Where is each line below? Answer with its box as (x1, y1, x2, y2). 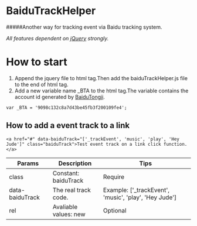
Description (58, 159, 92, 167)
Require (103, 173, 125, 181)
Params (17, 159, 39, 167)
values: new (52, 210, 86, 218)
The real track (52, 186, 91, 194)
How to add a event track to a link (6, 121, 130, 131)
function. (163, 141, 188, 147)
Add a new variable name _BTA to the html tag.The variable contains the (14, 87, 189, 94)
